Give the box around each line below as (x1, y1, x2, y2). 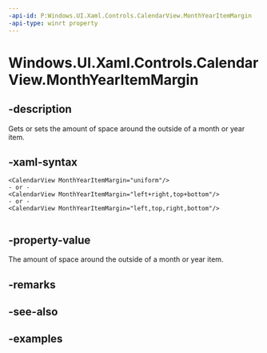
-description (8, 102, 72, 116)
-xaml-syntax (8, 155, 78, 169)
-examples (8, 332, 63, 346)
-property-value (8, 233, 91, 247)
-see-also (8, 305, 58, 319)
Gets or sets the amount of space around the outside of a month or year (8, 123, 245, 133)
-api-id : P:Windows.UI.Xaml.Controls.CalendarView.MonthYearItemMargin (8, 11, 252, 20)
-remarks (8, 278, 56, 291)
